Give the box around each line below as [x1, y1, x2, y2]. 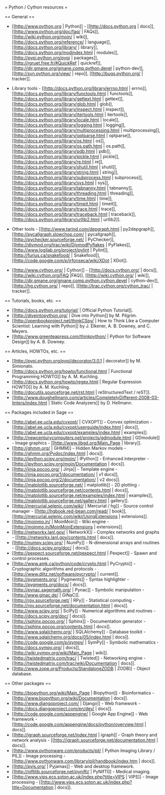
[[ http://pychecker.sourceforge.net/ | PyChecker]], [11, 237, 115, 242]
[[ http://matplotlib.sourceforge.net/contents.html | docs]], [11, 487, 129, 493]
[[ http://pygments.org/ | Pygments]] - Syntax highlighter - [11, 576, 129, 582]
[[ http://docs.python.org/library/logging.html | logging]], [11, 122, 126, 128]
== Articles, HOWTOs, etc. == [4, 348, 66, 354]
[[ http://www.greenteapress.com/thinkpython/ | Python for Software [11, 333, 151, 339]
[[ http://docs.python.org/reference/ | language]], [11, 39, 111, 45]
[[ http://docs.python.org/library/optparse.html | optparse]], [11, 133, 132, 138]
